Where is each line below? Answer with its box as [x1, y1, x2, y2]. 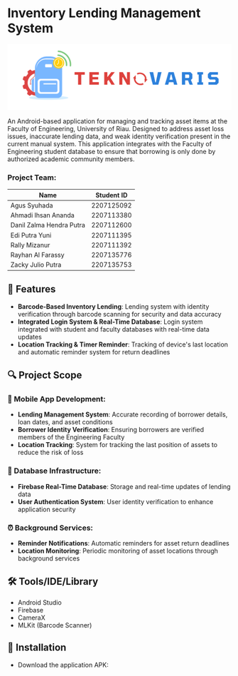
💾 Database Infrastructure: [7, 466, 102, 476]
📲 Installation [7, 642, 67, 654]
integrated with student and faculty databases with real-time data [17, 324, 210, 333]
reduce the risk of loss [17, 448, 84, 457]
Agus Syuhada [10, 201, 53, 210]
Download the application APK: [17, 660, 109, 669]
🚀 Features [7, 283, 56, 295]
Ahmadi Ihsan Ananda [10, 211, 75, 220]
